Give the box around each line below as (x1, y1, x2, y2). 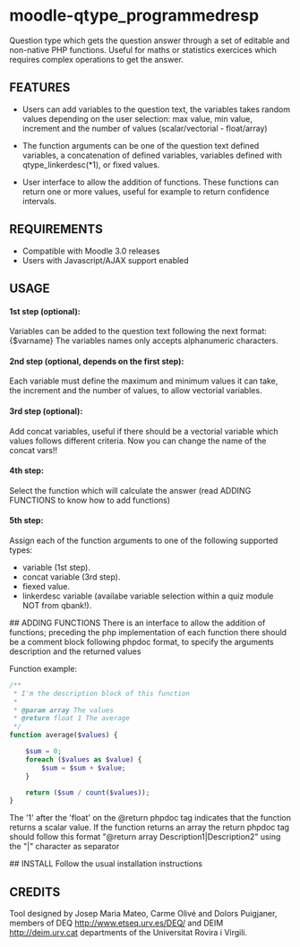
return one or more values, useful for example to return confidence (21, 185, 270, 197)
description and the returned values (9, 646, 141, 657)
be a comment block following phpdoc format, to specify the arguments (9, 636, 275, 647)
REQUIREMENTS (9, 221, 103, 237)
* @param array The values (13, 705, 115, 715)
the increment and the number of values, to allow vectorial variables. (9, 385, 262, 396)
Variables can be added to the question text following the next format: (9, 326, 267, 337)
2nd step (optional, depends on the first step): (9, 356, 184, 366)
